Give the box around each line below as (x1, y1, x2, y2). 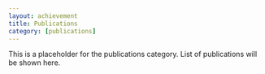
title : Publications (8, 20, 79, 28)
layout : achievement (8, 11, 79, 20)
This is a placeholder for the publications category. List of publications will (8, 50, 258, 59)
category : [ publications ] (8, 27, 96, 35)
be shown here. (8, 58, 61, 67)
